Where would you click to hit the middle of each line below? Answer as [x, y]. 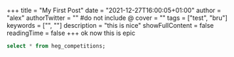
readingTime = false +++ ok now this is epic [71, 33]
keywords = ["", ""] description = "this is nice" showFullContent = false [110, 25]
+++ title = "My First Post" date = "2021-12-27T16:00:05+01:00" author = [114, 10]
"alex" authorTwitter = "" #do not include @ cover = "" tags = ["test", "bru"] [117, 18]
